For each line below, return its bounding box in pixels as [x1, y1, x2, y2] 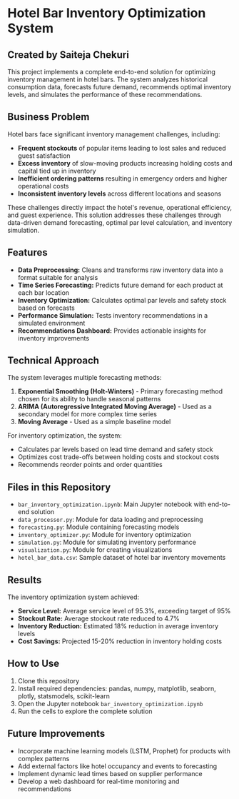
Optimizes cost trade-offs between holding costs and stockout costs [17, 453, 220, 461]
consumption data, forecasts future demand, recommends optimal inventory [7, 83, 232, 91]
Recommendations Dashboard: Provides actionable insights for [17, 326, 207, 335]
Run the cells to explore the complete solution [17, 707, 153, 715]
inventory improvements [17, 333, 90, 342]
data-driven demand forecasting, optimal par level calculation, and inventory [7, 218, 233, 226]
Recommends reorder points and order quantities [17, 461, 163, 469]
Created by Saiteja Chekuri [7, 49, 130, 61]
